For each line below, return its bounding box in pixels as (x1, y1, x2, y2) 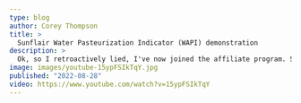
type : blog (9, 13, 50, 22)
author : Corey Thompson (9, 21, 99, 30)
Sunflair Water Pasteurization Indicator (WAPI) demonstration (17, 38, 258, 47)
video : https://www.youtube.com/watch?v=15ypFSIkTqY (9, 80, 211, 89)
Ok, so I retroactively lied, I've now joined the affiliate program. (17, 55, 287, 64)
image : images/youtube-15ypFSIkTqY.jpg (9, 64, 159, 73)
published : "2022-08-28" (9, 72, 102, 81)
